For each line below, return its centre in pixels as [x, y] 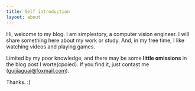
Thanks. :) [18, 82]
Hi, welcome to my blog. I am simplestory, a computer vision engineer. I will [98, 34]
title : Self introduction [38, 12]
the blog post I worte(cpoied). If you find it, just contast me [78, 64]
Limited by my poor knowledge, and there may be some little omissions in [97, 58]
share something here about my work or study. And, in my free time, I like [95, 40]
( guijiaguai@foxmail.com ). [38, 70]
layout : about [24, 17]
